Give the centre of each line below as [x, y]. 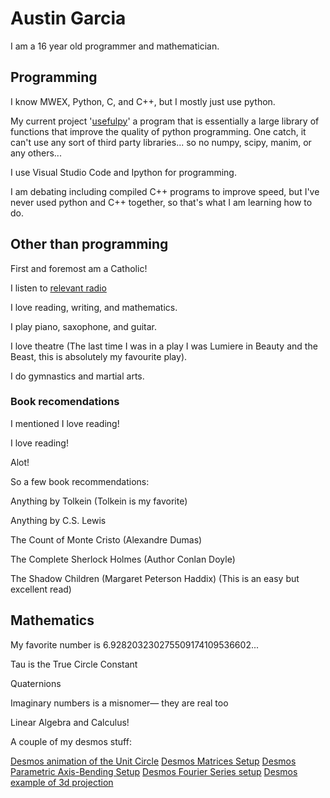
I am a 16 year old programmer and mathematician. [115, 46]
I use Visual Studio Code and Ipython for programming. [123, 172]
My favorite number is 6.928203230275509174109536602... [135, 644]
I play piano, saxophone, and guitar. [84, 326]
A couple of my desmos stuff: [71, 741]
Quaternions [36, 683]
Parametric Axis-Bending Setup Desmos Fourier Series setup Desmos [154, 771]
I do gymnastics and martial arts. [77, 376]
